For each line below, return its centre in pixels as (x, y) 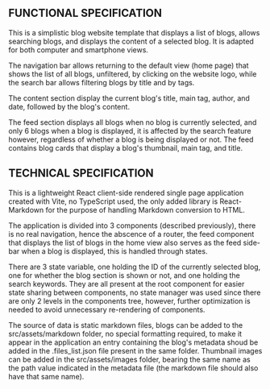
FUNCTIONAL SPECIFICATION (85, 13)
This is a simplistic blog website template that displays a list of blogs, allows (134, 32)
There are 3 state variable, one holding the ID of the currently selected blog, (135, 267)
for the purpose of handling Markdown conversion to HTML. (145, 209)
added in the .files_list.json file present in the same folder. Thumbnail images (135, 350)
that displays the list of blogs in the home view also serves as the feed (125, 242)
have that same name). (46, 376)
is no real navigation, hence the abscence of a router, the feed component (131, 234)
